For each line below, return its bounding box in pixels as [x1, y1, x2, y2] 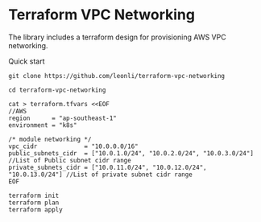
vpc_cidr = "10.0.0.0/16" [8, 142, 139, 150]
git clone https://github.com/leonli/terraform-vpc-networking [8, 72, 226, 80]
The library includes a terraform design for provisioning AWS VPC [8, 32, 227, 42]
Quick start [8, 56, 45, 66]
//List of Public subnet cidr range [8, 156, 131, 164]
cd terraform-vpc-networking [8, 86, 106, 94]
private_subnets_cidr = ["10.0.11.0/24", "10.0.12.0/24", [8, 163, 207, 171]
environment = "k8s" [8, 121, 78, 129]
